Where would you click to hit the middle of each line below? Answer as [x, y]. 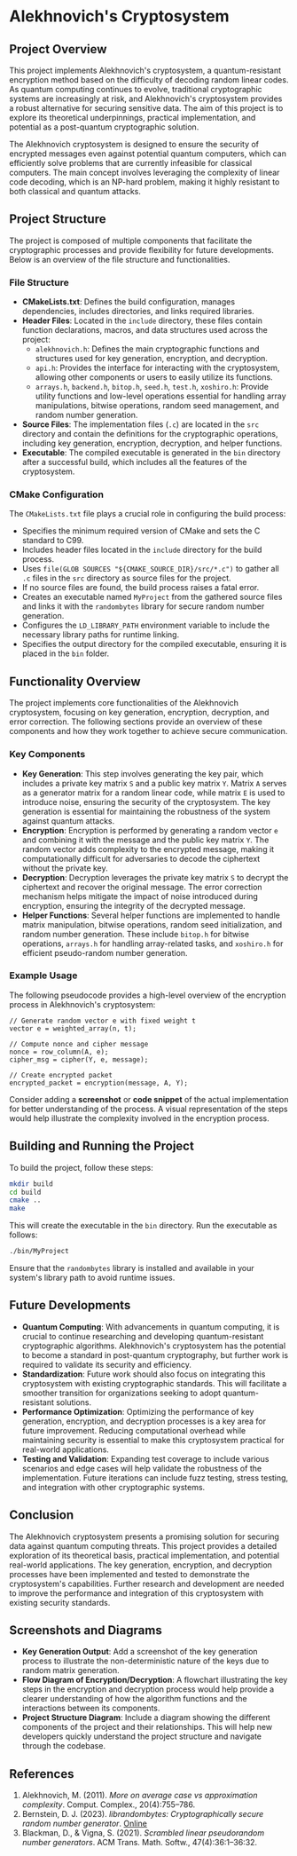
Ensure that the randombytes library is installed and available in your [132, 1268]
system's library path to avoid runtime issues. [92, 1277]
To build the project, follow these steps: [81, 1167]
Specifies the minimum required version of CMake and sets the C [141, 531]
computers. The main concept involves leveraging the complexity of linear [145, 172]
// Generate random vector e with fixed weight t [103, 1021]
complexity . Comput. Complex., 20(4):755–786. [109, 1805]
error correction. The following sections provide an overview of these [136, 722]
